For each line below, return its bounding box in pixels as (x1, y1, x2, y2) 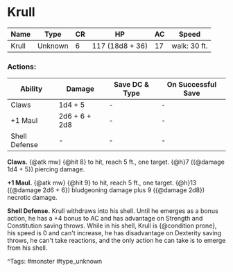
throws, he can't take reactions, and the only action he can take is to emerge (7, 237, 226, 245)
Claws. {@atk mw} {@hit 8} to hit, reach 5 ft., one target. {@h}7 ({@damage (7, 158, 225, 167)
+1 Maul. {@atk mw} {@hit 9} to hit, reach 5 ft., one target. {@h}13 (7, 178, 197, 187)
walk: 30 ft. (171, 41, 208, 51)
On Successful (166, 80, 217, 90)
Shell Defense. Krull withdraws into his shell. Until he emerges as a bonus (7, 207, 218, 215)
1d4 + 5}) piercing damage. (7, 165, 85, 173)
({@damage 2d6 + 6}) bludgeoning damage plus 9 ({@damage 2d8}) (7, 186, 205, 194)
